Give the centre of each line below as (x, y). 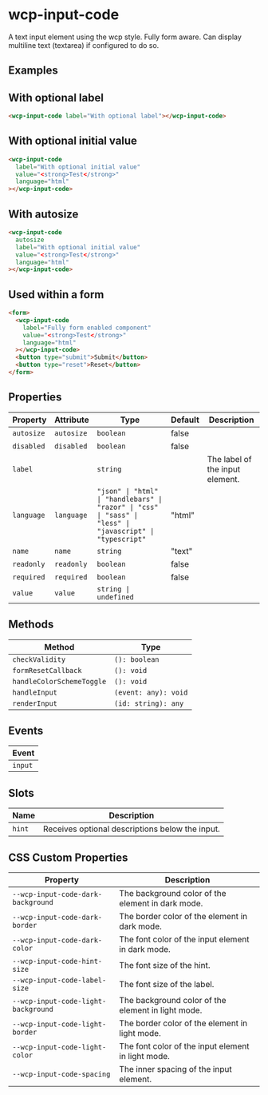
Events (26, 730)
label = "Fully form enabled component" (87, 328)
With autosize (43, 214)
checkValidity (39, 659)
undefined (115, 597)
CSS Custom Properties (68, 857)
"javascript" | (126, 531)
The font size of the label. (167, 985)
